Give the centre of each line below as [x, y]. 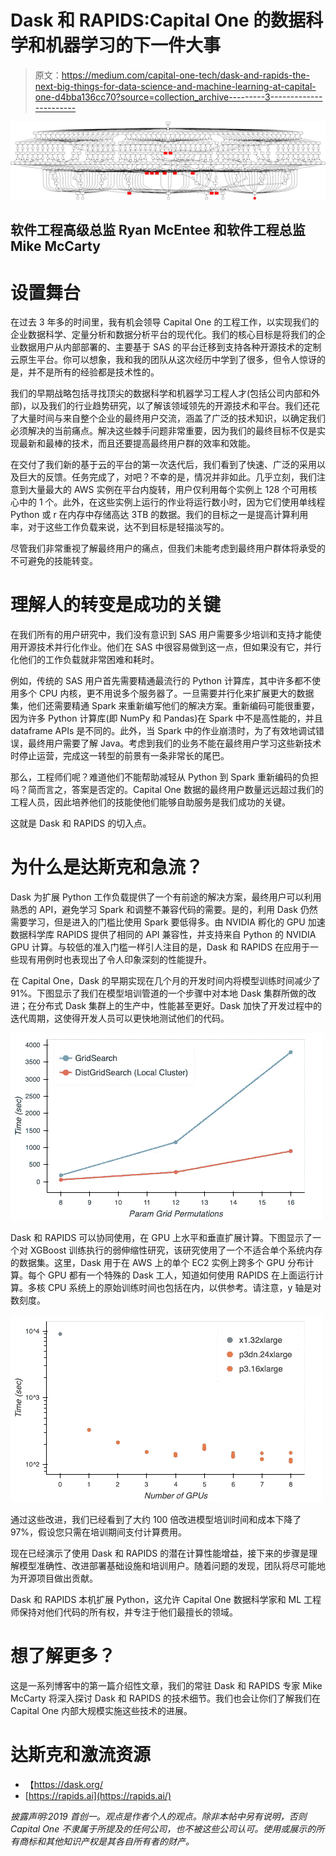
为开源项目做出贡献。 [54, 1578]
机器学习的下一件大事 [133, 45]
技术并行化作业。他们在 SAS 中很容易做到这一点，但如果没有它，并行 [179, 647]
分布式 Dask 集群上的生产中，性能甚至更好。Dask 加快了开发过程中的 [179, 1006]
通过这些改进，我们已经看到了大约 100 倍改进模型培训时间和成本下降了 [156, 1520]
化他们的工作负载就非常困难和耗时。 [85, 660]
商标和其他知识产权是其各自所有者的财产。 [106, 1842]
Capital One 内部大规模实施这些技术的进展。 [101, 1711]
